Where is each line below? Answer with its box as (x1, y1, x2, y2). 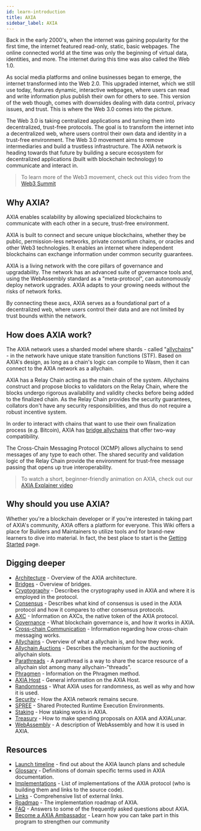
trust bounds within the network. (6, 312, 87, 319)
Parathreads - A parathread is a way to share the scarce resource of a (14, 657, 188, 664)
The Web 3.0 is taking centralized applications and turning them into (6, 117, 175, 124)
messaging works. (14, 631, 61, 639)
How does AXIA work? (6, 330, 92, 340)
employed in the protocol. (14, 593, 79, 600)
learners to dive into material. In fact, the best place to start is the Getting (6, 534, 187, 541)
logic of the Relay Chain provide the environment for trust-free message (6, 458, 184, 464)
